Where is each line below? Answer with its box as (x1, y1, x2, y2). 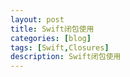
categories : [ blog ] (10, 33, 92, 43)
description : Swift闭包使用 (10, 52, 122, 62)
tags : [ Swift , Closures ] (10, 42, 110, 53)
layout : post (10, 14, 65, 25)
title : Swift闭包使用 (10, 24, 95, 34)
